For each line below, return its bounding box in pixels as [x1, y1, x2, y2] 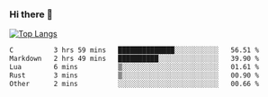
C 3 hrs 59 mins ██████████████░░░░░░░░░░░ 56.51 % [9, 46, 259, 55]
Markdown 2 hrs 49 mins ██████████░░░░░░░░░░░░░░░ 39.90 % [9, 54, 259, 64]
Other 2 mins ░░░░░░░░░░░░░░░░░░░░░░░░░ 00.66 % [9, 79, 259, 88]
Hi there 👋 [9, 8, 54, 21]
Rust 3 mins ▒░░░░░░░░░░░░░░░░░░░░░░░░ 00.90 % [9, 71, 259, 80]
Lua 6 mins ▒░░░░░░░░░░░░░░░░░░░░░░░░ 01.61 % [9, 63, 259, 72]
